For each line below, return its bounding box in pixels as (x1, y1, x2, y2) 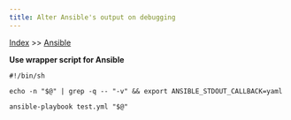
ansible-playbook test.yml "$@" (9, 102, 128, 111)
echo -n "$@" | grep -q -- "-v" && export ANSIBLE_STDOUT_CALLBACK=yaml (9, 86, 283, 95)
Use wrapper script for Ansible (9, 54, 125, 64)
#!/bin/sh (9, 71, 46, 80)
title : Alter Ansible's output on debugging (9, 12, 176, 22)
